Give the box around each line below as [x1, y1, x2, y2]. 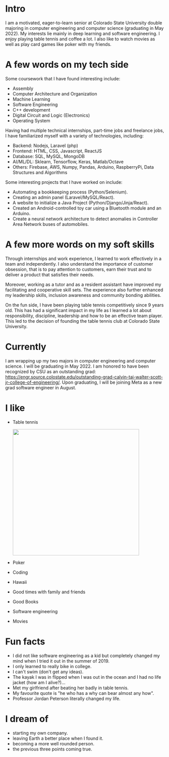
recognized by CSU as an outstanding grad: [5, 368, 96, 374]
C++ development [12, 107, 50, 113]
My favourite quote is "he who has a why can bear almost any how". [12, 690, 154, 696]
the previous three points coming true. [12, 746, 92, 752]
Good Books [12, 598, 39, 604]
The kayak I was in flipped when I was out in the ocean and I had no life [12, 674, 161, 680]
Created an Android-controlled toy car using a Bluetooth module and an [12, 205, 161, 211]
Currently [5, 341, 46, 352]
